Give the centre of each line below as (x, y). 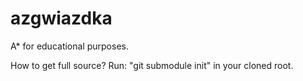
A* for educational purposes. (69, 46)
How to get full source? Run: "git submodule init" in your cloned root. (152, 65)
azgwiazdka (61, 18)
